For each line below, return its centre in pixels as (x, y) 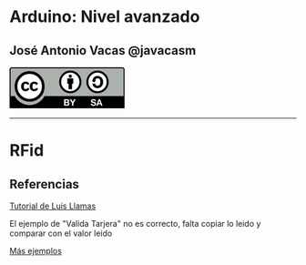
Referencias (45, 184)
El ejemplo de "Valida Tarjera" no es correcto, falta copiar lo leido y (135, 224)
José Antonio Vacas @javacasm (103, 51)
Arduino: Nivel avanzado (105, 17)
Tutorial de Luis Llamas (53, 206)
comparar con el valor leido (61, 233)
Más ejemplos (36, 251)
